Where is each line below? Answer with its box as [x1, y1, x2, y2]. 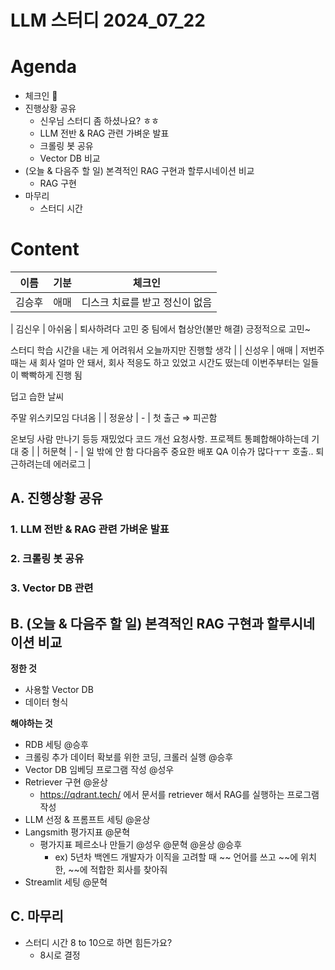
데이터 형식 [24, 696, 69, 708]
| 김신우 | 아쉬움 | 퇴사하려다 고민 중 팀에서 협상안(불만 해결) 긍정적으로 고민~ [10, 323, 311, 335]
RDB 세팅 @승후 [24, 739, 89, 751]
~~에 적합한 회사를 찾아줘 [68, 864, 168, 876]
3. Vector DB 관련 [10, 581, 94, 595]
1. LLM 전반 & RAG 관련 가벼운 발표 [10, 522, 170, 536]
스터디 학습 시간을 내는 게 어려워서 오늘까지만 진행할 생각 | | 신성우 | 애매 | [10, 344, 299, 356]
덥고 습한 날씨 [10, 391, 65, 403]
